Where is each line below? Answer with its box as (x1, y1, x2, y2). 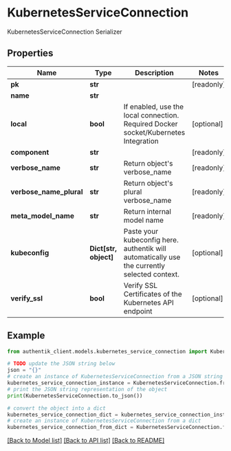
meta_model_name (10, 211, 74, 221)
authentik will (123, 243, 166, 253)
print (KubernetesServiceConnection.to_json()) (7, 392, 143, 399)
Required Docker (123, 119, 178, 129)
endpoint (123, 306, 153, 316)
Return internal (123, 206, 172, 216)
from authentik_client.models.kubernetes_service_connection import (7, 348, 208, 355)
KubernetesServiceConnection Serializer (7, 27, 122, 36)
